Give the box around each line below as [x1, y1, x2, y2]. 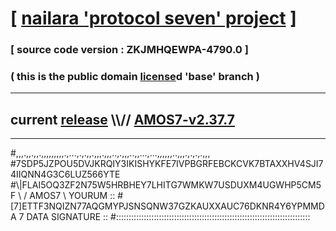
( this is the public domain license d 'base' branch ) [10, 70, 260, 84]
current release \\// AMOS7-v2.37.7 [10, 111, 236, 128]
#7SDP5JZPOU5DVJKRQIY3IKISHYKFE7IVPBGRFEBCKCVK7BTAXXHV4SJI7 [10, 158, 324, 170]
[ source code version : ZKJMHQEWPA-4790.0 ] [10, 43, 249, 57]
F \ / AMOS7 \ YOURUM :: [10, 190, 116, 202]
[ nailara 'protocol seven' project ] [10, 7, 297, 30]
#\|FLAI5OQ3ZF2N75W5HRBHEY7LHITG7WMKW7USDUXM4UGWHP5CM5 [10, 179, 322, 191]
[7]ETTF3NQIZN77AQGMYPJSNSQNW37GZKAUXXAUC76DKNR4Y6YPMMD [10, 200, 325, 212]
